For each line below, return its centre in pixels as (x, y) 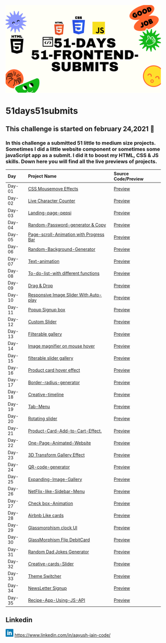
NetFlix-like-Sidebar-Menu (56, 491)
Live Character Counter (51, 201)
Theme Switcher (45, 576)
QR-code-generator (49, 467)
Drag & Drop (40, 285)
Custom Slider (42, 322)
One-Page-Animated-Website (59, 443)
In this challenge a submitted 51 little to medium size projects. (81, 143)
